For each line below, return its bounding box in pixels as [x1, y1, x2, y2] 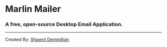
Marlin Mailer [5, 3, 61, 15]
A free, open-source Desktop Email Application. [5, 21, 123, 28]
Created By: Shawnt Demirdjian [5, 37, 70, 43]
